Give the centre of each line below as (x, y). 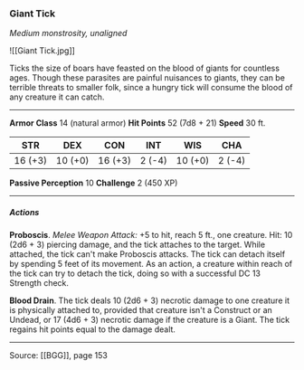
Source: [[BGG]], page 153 (59, 356)
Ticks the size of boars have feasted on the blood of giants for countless (145, 68)
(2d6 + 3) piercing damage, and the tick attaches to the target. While (137, 245)
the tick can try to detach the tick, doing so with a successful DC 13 (135, 273)
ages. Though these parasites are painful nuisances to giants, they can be (147, 78)
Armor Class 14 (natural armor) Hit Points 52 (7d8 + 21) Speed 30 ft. (138, 123)
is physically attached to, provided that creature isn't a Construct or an (141, 310)
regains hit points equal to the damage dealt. (93, 329)
